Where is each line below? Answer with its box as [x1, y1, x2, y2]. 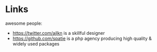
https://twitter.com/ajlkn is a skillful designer [12, 30, 105, 36]
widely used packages [12, 40, 60, 46]
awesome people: [5, 20, 42, 26]
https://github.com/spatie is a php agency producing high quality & [12, 35, 152, 41]
